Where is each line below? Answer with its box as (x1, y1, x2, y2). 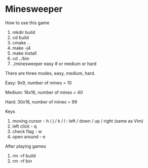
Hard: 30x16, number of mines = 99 (5, 99, 77, 104)
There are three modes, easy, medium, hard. (5, 70, 95, 76)
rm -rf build (12, 153, 36, 159)
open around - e (12, 134, 46, 139)
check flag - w (12, 128, 42, 134)
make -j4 (12, 45, 31, 51)
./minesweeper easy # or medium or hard (12, 61, 97, 67)
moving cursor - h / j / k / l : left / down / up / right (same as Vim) (12, 118, 144, 124)
